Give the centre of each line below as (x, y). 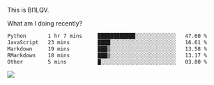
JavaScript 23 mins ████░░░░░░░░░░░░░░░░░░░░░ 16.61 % (107, 42)
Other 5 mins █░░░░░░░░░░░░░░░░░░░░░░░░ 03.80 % (107, 62)
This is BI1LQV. (28, 10)
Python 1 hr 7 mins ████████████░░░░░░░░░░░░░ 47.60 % (107, 36)
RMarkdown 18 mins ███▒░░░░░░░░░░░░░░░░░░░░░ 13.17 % (107, 55)
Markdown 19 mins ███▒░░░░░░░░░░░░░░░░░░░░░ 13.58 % (107, 49)
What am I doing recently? (45, 23)
